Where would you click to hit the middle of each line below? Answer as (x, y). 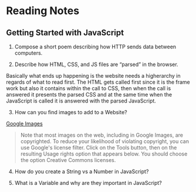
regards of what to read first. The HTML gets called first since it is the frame (98, 82)
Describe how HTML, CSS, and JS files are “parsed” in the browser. (96, 64)
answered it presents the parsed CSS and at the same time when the (89, 95)
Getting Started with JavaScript (65, 33)
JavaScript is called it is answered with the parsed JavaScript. (81, 101)
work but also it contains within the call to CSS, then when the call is (89, 88)
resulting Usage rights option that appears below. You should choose (104, 154)
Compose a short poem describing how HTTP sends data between (95, 47)
